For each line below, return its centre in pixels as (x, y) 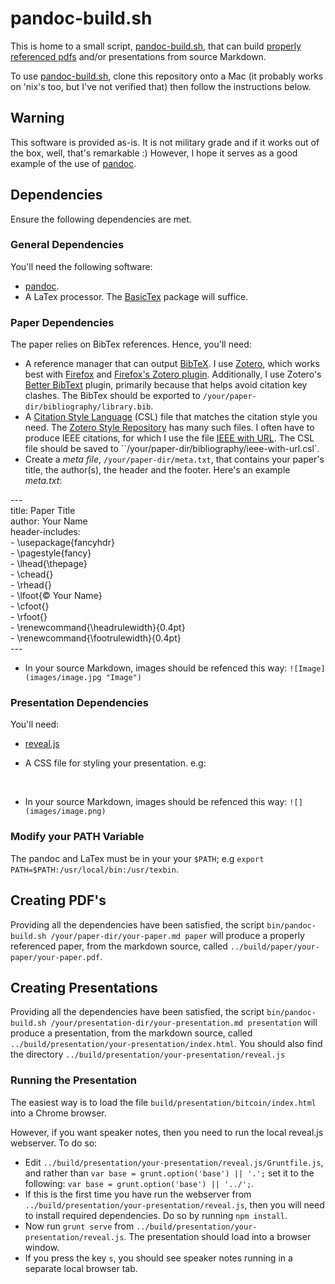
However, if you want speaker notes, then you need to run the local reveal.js (167, 1132)
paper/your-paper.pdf (55, 957)
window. (42, 1247)
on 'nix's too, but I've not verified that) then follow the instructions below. (161, 86)
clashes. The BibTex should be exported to (112, 396)
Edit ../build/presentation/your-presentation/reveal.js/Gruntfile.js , (174, 1162)
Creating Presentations (84, 987)
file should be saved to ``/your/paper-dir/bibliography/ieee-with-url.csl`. (172, 449)
